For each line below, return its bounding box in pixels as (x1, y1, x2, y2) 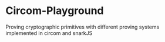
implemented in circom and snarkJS (5, 29, 93, 36)
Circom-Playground (5, 4, 104, 17)
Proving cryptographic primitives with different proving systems (5, 23, 160, 30)
